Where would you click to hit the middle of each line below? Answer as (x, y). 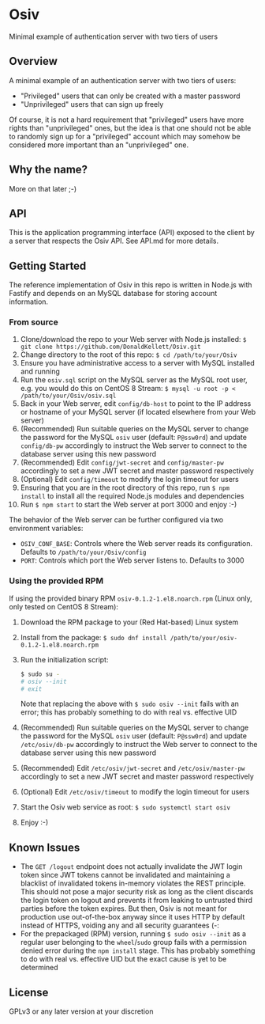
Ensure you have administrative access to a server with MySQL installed (137, 363)
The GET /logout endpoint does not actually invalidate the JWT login (131, 867)
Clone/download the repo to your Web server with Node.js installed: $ (133, 339)
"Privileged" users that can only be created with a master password (130, 96)
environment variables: (46, 529)
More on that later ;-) (43, 188)
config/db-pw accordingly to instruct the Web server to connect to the (134, 446)
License (29, 992)
